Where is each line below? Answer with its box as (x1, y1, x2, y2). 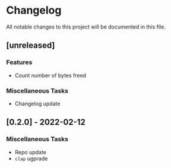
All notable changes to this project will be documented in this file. (6, 23, 166, 30)
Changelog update (14, 100, 61, 107)
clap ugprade (14, 155, 48, 162)
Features (6, 58, 33, 66)
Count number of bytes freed (14, 72, 87, 79)
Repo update (14, 148, 46, 156)
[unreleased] (6, 40, 55, 50)
